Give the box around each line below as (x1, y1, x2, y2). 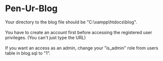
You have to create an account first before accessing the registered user (5, 29, 153, 35)
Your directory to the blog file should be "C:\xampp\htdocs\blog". (5, 19, 137, 25)
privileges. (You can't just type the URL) (5, 35, 86, 41)
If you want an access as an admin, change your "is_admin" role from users (5, 45, 159, 51)
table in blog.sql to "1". (5, 50, 51, 56)
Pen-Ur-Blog (5, 3, 58, 14)
